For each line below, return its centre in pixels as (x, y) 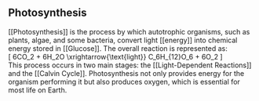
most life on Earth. (38, 90)
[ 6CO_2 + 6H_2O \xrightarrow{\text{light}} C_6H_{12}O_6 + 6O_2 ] (115, 56)
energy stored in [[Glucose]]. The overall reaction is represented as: (118, 48)
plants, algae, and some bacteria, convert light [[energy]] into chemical (123, 40)
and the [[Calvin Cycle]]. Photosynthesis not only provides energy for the (126, 73)
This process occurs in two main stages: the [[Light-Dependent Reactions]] (130, 65)
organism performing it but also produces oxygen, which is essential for (124, 81)
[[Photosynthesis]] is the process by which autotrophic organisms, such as (129, 31)
